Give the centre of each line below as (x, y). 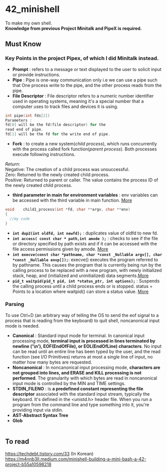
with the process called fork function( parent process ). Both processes (84, 149)
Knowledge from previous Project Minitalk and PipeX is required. (74, 28)
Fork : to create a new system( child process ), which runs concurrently (84, 144)
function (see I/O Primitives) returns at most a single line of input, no (83, 356)
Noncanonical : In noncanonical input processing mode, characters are (86, 367)
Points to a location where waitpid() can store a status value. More (80, 291)
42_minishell (32, 9)
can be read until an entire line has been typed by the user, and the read (86, 351)
